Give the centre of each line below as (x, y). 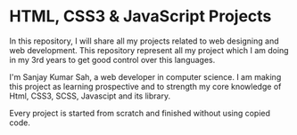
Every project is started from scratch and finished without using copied (140, 113)
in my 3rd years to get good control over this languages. (112, 60)
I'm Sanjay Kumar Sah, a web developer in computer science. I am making (145, 76)
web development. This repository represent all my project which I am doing (149, 50)
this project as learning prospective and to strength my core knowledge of (145, 86)
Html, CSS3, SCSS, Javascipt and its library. (90, 96)
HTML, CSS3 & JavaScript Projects (140, 16)
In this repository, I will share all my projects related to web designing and (144, 41)
